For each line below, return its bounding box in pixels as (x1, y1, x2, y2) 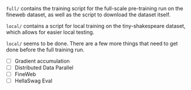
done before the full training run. (6, 46, 85, 53)
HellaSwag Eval (14, 77, 53, 84)
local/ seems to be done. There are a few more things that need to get (6, 40, 178, 47)
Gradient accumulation (14, 58, 70, 64)
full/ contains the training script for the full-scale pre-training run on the (6, 5, 183, 12)
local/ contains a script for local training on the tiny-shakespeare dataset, (6, 23, 186, 29)
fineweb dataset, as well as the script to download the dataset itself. (6, 11, 171, 18)
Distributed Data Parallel (14, 64, 73, 71)
